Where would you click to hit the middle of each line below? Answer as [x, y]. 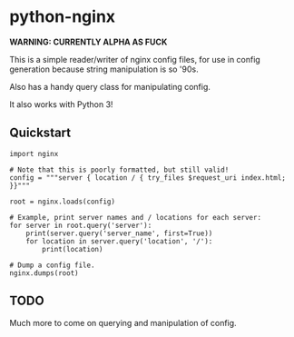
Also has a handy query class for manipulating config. [110, 86]
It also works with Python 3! [61, 104]
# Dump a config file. [52, 265]
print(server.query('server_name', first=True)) [119, 233]
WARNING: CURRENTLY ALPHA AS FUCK [88, 42]
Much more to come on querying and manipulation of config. [123, 322]
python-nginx [63, 17]
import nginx [34, 154]
